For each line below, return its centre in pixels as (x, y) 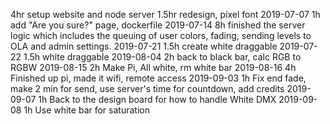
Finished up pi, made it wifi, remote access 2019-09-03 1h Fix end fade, (158, 78)
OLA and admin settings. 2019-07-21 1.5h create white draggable (144, 46)
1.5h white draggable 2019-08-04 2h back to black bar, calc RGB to (162, 57)
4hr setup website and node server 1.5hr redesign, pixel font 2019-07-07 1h (165, 14)
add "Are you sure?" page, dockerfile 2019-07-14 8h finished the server (158, 25)
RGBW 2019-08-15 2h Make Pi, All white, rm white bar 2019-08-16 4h (153, 67)
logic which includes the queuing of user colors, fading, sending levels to (161, 35)
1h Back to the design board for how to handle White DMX (157, 99)
